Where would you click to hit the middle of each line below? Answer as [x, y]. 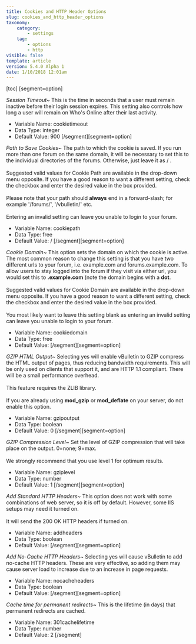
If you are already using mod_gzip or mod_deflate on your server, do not [95, 400]
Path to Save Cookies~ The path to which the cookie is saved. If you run [94, 148]
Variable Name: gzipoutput [47, 418]
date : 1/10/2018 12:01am [36, 72]
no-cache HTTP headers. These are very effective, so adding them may [93, 563]
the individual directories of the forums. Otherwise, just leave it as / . [89, 160]
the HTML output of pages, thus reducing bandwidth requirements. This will [98, 363]
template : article [29, 61]
